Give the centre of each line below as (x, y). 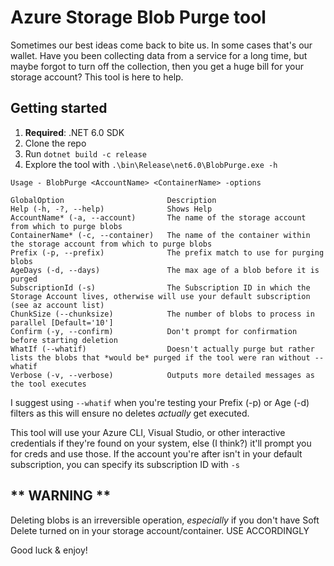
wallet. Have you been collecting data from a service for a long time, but (159, 55)
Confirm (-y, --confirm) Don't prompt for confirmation (154, 331)
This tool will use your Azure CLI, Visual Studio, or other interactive (148, 432)
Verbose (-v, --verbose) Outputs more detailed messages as (162, 375)
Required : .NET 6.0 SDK (74, 132)
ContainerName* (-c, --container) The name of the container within (160, 235)
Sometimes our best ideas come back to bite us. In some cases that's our (161, 45)
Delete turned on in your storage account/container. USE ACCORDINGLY (160, 530)
